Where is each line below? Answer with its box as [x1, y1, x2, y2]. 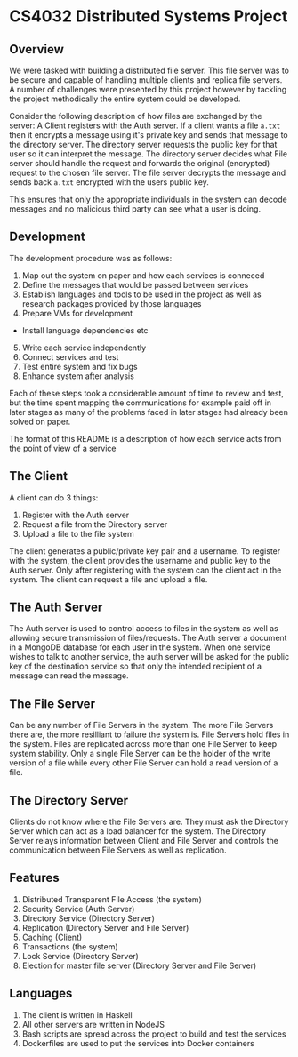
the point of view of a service [9, 443, 117, 453]
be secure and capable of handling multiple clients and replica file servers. [9, 75, 283, 85]
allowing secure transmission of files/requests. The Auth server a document [9, 633, 287, 644]
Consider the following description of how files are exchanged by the [9, 111, 262, 121]
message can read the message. [9, 670, 129, 681]
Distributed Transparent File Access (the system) [21, 893, 202, 904]
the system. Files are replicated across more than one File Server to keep [9, 739, 278, 749]
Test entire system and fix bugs [21, 361, 138, 372]
